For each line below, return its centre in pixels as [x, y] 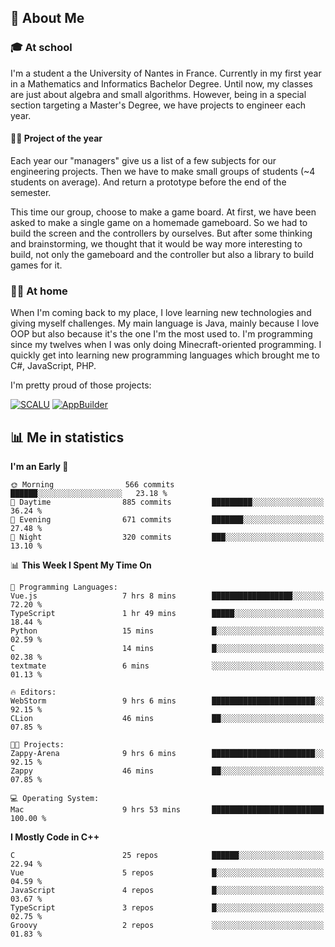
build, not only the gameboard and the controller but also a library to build [162, 254]
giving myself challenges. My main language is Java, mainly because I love [165, 323]
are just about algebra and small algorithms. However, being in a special [158, 94]
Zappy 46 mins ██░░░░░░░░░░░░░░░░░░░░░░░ [167, 771]
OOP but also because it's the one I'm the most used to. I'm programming [161, 334]
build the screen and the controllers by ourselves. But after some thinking [161, 233]
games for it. [36, 265]
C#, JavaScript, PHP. [53, 366]
